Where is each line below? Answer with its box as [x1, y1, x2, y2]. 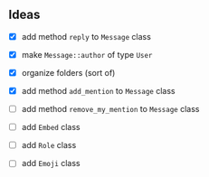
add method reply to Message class [21, 31, 151, 42]
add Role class [21, 140, 77, 151]
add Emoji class [21, 158, 81, 169]
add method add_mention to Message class [21, 86, 176, 96]
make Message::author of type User [21, 49, 153, 60]
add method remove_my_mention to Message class [21, 104, 200, 115]
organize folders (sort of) [21, 67, 116, 78]
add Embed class [21, 122, 81, 133]
